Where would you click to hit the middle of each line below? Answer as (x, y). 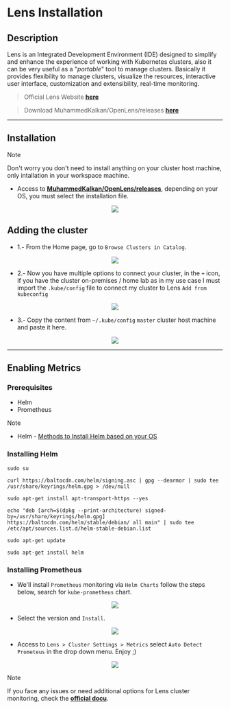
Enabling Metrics (44, 368)
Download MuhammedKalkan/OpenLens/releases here (101, 110)
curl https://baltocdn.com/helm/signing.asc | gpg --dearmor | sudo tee (113, 480)
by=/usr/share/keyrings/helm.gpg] (56, 516)
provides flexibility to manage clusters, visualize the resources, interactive (112, 76)
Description (33, 38)
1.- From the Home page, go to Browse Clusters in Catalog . (102, 247)
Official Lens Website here (61, 97)
